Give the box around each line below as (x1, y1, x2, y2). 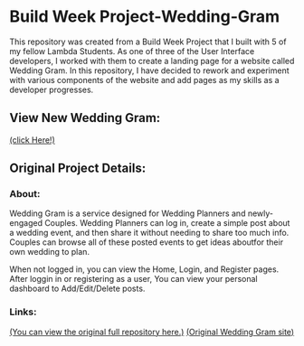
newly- (247, 208, 274, 219)
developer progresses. (9, 84, 94, 95)
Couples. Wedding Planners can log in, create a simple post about (44, 218, 290, 229)
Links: (9, 305, 37, 318)
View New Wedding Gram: (9, 110, 161, 126)
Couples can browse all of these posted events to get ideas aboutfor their (9, 237, 283, 248)
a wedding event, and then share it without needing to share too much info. (9, 228, 290, 238)
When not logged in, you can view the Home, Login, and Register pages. (9, 264, 280, 275)
